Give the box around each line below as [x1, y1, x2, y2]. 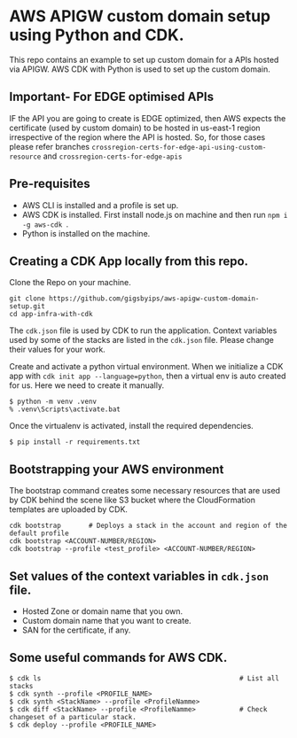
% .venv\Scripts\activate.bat [9, 405, 121, 414]
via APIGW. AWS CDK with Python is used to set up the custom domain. [9, 64, 270, 74]
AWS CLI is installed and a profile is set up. [21, 199, 179, 210]
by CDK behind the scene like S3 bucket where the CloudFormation [9, 494, 255, 506]
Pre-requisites [9, 176, 90, 191]
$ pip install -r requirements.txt [9, 438, 141, 447]
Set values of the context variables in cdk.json [9, 569, 270, 584]
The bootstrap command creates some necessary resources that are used [9, 486, 281, 496]
